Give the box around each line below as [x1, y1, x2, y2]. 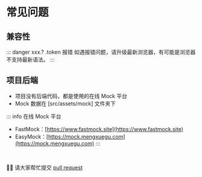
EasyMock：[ [14, 133, 49, 140]
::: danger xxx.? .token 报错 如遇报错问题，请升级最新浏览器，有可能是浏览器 [6, 49, 196, 55]
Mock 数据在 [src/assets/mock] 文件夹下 [14, 100, 116, 107]
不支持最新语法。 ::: [6, 56, 55, 63]
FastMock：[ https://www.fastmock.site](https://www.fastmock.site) [14, 125, 184, 132]
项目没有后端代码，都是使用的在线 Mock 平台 [14, 92, 128, 99]
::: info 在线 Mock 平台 [6, 113, 62, 120]
